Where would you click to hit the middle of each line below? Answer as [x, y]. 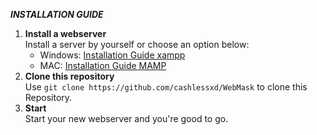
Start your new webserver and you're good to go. [126, 118]
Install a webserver [65, 33]
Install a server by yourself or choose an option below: [137, 44]
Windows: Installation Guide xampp [112, 55]
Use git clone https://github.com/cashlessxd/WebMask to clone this [166, 87]
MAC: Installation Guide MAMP [103, 65]
